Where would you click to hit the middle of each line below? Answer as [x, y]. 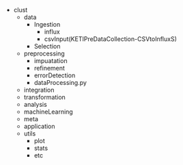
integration [39, 90]
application [40, 126]
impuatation [51, 61]
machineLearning [48, 112]
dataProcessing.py [60, 82]
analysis [36, 104]
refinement [49, 68]
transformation [45, 97]
